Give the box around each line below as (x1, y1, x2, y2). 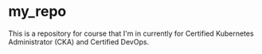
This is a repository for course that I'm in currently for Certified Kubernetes (8, 29, 254, 38)
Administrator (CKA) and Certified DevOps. (8, 37, 150, 46)
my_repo (8, 2, 67, 21)
